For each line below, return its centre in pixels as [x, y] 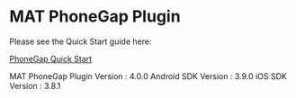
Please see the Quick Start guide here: [81, 41]
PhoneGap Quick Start [51, 58]
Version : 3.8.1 [35, 85]
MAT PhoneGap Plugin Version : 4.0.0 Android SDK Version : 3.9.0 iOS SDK [148, 76]
